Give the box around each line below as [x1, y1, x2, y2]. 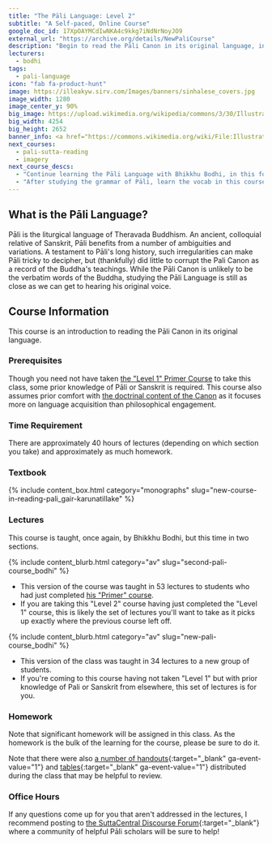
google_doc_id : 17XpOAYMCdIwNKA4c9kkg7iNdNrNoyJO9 [8, 27, 183, 35]
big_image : [8, 110, 45, 118]
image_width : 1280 [8, 95, 70, 103]
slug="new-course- [191, 485, 257, 495]
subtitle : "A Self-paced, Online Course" [8, 19, 151, 28]
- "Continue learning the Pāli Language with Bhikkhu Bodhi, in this [15, 170, 255, 179]
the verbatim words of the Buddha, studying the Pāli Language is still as [8, 273, 248, 282]
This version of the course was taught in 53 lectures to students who [19, 581, 250, 591]
